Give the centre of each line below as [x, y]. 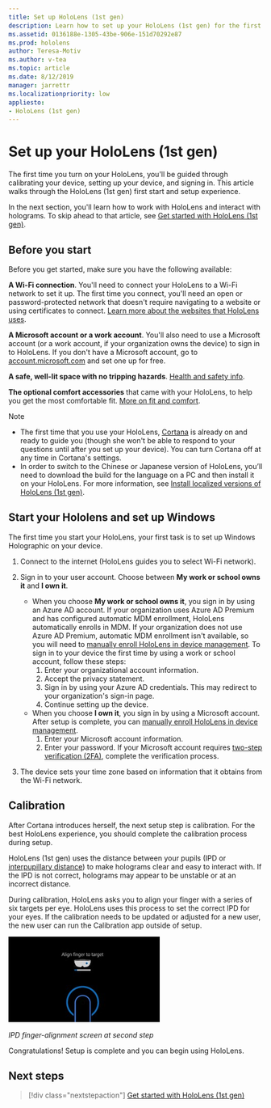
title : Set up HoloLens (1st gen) [67, 17]
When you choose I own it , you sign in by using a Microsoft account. [146, 713]
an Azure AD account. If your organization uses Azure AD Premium [143, 610]
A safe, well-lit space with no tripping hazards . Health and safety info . [127, 376]
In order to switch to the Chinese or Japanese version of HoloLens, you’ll [141, 466]
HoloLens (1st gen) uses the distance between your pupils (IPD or [117, 858]
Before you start [50, 250]
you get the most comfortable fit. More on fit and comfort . [104, 401]
